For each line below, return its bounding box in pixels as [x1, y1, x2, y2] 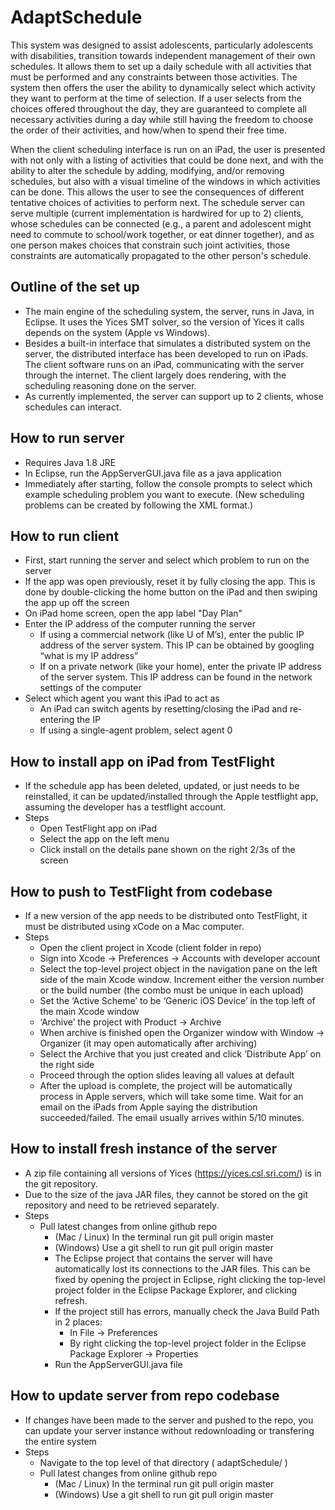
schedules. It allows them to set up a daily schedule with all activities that [10, 60, 312, 72]
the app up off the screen [24, 597, 130, 609]
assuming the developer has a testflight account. [24, 801, 227, 813]
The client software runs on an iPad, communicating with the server [24, 358, 305, 370]
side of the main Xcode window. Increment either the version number [39, 974, 325, 985]
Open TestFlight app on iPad [39, 822, 158, 835]
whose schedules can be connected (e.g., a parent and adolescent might [10, 217, 312, 230]
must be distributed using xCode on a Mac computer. [24, 921, 245, 932]
